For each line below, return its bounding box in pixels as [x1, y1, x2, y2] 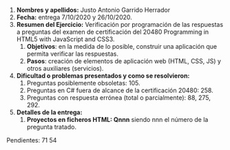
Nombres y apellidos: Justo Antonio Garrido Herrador [16, 6, 170, 14]
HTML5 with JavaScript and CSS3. [16, 35, 115, 43]
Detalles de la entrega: [16, 108, 83, 116]
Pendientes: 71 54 [6, 136, 57, 144]
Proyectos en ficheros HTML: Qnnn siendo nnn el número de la [26, 116, 209, 123]
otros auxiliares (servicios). [26, 65, 104, 72]
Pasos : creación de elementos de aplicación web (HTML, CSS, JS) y [26, 57, 222, 65]
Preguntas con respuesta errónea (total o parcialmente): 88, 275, [26, 94, 211, 102]
